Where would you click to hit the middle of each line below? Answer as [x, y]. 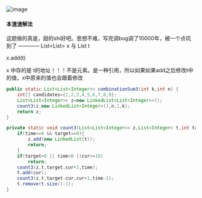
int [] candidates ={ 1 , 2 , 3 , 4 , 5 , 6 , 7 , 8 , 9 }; [67, 95]
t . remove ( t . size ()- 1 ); [45, 184]
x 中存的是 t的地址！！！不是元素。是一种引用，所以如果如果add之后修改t [97, 70]
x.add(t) [16, 58]
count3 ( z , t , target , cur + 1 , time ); [57, 167]
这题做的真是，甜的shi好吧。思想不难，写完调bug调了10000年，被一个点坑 [99, 39]
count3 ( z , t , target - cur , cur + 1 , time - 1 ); [66, 178]
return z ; [29, 111]
